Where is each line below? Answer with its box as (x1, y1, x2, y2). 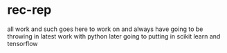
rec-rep (7, 2, 52, 18)
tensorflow (7, 39, 38, 47)
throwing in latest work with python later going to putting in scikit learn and (7, 32, 221, 40)
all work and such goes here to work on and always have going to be (7, 25, 203, 33)
